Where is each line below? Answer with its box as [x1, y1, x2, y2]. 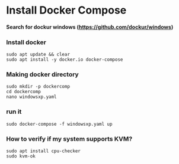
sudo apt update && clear [6, 51, 70, 58]
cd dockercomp [6, 89, 41, 95]
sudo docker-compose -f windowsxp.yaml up [6, 121, 113, 127]
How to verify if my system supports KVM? [6, 135, 133, 143]
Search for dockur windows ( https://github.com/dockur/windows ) [6, 23, 174, 30]
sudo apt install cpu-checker [6, 148, 81, 154]
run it [6, 107, 22, 116]
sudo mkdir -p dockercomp [6, 84, 70, 90]
